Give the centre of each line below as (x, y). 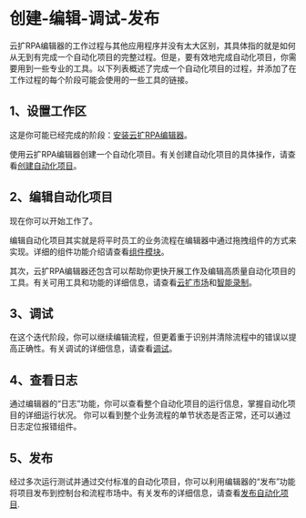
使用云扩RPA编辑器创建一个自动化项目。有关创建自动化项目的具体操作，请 (149, 154)
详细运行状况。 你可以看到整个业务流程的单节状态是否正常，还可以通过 (158, 415)
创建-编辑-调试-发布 (85, 19)
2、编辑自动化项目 (61, 197)
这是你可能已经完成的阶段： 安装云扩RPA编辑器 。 (101, 135)
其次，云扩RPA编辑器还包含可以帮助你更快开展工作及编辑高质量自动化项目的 (153, 270)
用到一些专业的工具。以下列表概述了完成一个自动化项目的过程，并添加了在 (157, 68)
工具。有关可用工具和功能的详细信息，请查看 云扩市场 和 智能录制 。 (133, 282)
